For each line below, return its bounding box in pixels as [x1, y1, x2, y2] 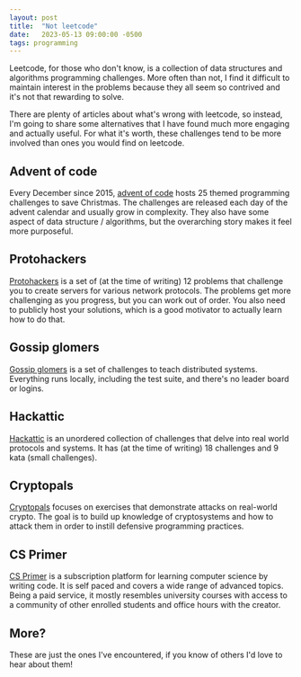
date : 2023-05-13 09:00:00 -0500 [9, 30, 143, 39]
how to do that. [9, 314, 66, 325]
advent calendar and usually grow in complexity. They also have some [9, 207, 270, 218]
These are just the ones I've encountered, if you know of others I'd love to [9, 649, 283, 660]
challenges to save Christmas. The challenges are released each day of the [9, 197, 288, 208]
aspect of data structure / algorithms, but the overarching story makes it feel [9, 217, 292, 227]
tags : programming [9, 38, 78, 48]
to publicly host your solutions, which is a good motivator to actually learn [9, 304, 283, 315]
